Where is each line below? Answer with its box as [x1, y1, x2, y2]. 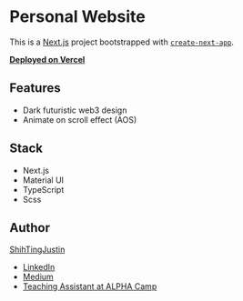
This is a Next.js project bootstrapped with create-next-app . [9, 36, 235, 47]
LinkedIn [22, 262, 56, 273]
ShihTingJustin [9, 244, 66, 256]
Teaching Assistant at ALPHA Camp [22, 281, 157, 292]
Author [9, 220, 50, 236]
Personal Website [9, 6, 146, 27]
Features [9, 80, 61, 96]
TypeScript [22, 184, 65, 195]
